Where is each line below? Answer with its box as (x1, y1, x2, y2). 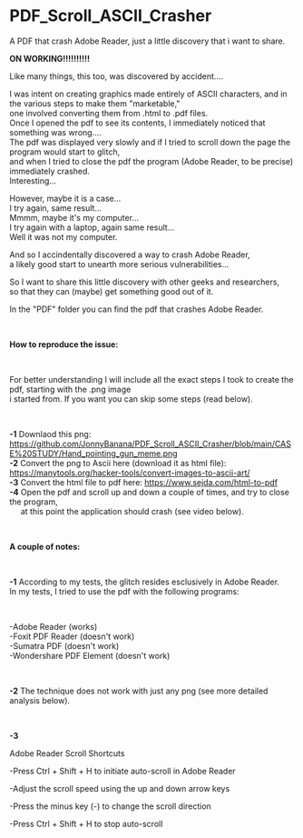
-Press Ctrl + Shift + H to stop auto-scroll (9, 818, 163, 829)
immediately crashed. (9, 165, 91, 176)
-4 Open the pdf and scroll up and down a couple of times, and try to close (9, 486, 290, 497)
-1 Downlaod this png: (9, 428, 92, 439)
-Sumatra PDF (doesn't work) (9, 640, 120, 651)
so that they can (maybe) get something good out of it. (9, 285, 214, 296)
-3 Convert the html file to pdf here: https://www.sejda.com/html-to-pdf (9, 476, 279, 487)
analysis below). (9, 694, 71, 705)
